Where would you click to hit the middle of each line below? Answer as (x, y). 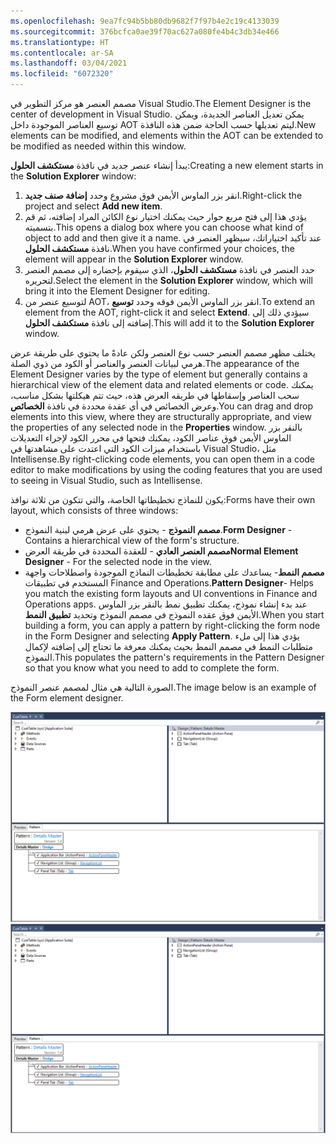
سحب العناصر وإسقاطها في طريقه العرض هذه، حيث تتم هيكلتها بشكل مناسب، (155, 395)
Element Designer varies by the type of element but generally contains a (159, 374)
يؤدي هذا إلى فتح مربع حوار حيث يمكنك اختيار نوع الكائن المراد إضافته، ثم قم (165, 216)
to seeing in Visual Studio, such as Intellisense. (106, 480)
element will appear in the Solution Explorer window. (134, 259)
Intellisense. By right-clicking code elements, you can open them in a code (163, 459)
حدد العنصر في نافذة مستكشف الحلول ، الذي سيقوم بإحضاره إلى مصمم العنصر (169, 269)
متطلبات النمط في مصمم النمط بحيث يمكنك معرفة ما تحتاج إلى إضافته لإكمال (169, 646)
